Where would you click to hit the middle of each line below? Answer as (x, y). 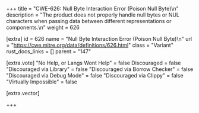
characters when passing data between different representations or (89, 21)
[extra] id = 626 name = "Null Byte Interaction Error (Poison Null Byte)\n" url (99, 39)
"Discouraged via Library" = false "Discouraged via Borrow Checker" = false (100, 69)
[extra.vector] (23, 93)
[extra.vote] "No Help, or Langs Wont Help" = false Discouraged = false (94, 63)
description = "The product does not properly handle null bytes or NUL (93, 15)
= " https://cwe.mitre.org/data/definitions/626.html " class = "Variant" (90, 45)
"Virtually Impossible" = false (42, 82)
